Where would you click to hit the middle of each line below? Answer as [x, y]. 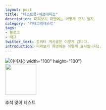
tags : [11, 28]
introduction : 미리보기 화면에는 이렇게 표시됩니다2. [53, 46]
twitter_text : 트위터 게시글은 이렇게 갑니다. [47, 42]
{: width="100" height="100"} [52, 61]
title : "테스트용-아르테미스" [32, 14]
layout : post [19, 10]
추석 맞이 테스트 [21, 102]
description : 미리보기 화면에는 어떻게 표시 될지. [51, 19]
